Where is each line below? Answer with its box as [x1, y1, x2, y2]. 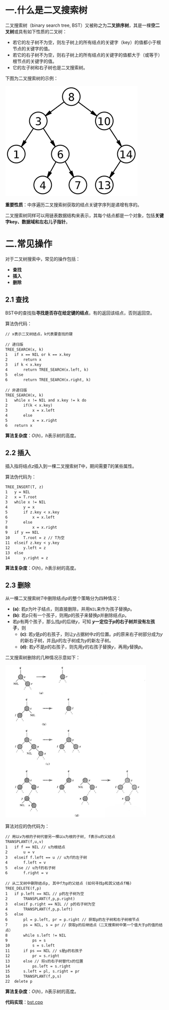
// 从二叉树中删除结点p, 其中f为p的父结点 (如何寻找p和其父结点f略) [5, 881, 132, 886]
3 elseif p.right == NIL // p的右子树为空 [5, 902, 96, 907]
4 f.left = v [5, 860, 46, 865]
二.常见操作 [5, 238, 53, 250]
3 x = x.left [5, 408, 55, 413]
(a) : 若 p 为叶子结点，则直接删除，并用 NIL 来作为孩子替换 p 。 [12, 606, 135, 612]
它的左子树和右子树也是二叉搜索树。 [12, 64, 88, 71]
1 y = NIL [5, 489, 30, 494]
